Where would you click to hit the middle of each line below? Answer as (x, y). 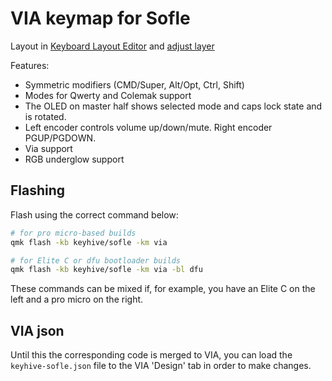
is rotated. (45, 116)
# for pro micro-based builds (73, 233)
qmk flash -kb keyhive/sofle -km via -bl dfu (106, 270)
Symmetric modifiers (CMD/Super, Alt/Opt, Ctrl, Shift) (134, 84)
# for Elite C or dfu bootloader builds (96, 260)
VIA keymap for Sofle (100, 18)
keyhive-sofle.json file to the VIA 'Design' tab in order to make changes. (161, 366)
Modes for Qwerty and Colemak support (108, 95)
